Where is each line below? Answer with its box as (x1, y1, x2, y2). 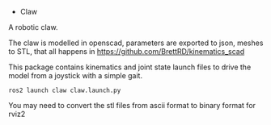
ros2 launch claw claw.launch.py (8, 86, 121, 94)
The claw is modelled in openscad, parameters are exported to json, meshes (8, 38, 264, 48)
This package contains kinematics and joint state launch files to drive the (8, 62, 252, 72)
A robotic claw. (8, 23, 58, 31)
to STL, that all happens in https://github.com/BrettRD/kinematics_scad (8, 47, 245, 56)
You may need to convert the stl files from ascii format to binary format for (8, 101, 256, 110)
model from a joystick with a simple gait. (8, 71, 143, 80)
